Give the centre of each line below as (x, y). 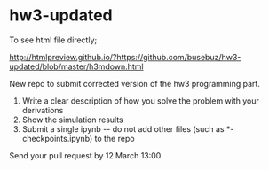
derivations (43, 110)
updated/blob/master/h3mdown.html (76, 66)
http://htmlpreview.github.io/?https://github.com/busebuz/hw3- (125, 57)
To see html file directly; (53, 40)
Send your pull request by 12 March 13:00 (85, 155)
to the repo (115, 138)
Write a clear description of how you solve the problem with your (141, 100)
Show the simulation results (72, 120)
